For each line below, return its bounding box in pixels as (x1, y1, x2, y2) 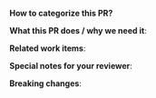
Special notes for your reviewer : (9, 61, 133, 71)
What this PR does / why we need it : (9, 25, 147, 35)
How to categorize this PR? (9, 8, 113, 18)
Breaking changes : (9, 78, 82, 89)
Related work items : (9, 43, 86, 54)
